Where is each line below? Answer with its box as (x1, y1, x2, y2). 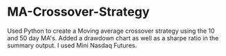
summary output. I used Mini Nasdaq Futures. (7, 41, 137, 49)
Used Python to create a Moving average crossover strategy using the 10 (7, 27, 216, 35)
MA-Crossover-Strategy (7, 4, 150, 20)
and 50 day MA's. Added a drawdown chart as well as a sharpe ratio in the (7, 33, 219, 42)
